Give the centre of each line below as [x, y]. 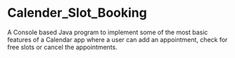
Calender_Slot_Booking [77, 13]
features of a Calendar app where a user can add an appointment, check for [118, 39]
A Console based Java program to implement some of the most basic [108, 32]
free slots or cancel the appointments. [62, 47]
